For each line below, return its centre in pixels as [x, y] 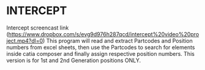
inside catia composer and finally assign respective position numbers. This [100, 53]
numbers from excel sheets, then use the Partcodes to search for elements [101, 47]
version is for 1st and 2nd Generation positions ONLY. [74, 60]
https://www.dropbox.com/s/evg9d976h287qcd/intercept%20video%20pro [104, 34]
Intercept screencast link [38, 28]
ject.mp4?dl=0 [25, 41]
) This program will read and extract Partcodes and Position [117, 41]
